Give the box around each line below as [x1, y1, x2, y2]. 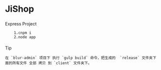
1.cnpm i [14, 30, 32, 35]
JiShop [5, 3, 34, 15]
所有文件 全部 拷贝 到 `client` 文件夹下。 [12, 60, 92, 66]
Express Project [5, 21, 37, 27]
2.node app [14, 35, 36, 40]
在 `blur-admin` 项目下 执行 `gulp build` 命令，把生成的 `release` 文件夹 [5, 55, 153, 60]
